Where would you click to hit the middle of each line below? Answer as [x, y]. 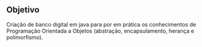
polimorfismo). [25, 37]
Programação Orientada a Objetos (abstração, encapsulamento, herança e [100, 31]
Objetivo [23, 10]
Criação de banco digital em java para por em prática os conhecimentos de [101, 24]
